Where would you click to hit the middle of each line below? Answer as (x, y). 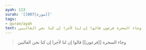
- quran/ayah (19, 24)
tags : (11, 19)
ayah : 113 (15, 10)
